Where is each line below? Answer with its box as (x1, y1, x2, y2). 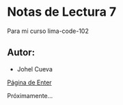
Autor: (7, 47, 36, 58)
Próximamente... (7, 91, 53, 100)
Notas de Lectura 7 (7, 4, 117, 20)
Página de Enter (7, 78, 53, 86)
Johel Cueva (16, 65, 53, 73)
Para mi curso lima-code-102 (7, 27, 89, 35)
